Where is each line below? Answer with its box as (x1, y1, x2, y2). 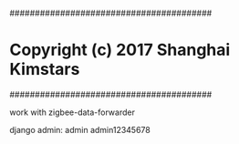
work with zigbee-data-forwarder (9, 107, 135, 118)
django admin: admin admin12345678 (9, 124, 151, 135)
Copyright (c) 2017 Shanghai (9, 40, 231, 60)
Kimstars (9, 59, 80, 80)
